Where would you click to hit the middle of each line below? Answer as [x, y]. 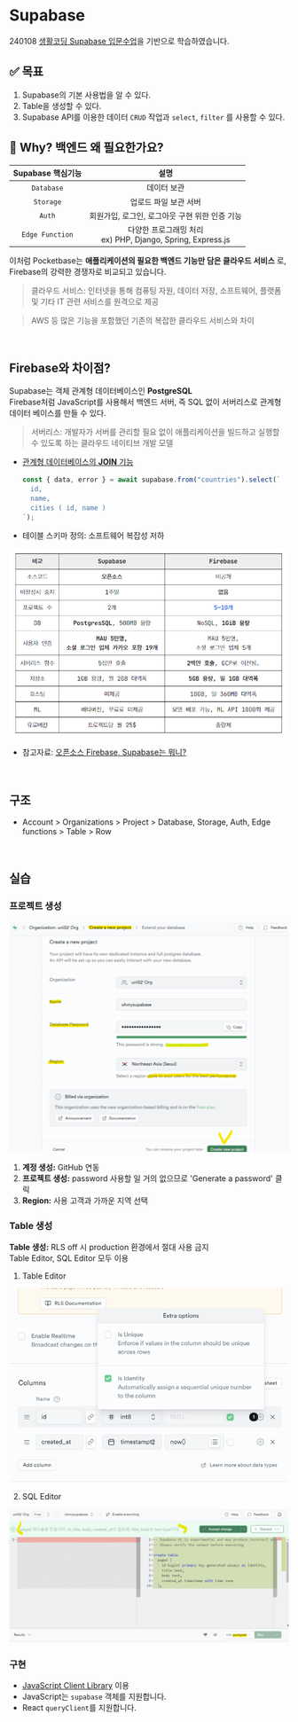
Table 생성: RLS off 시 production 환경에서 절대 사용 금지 [109, 1247]
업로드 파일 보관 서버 [165, 201]
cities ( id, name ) [68, 508]
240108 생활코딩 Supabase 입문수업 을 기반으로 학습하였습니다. [119, 41]
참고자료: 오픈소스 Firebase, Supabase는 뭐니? [104, 752]
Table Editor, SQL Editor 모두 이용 [69, 1258]
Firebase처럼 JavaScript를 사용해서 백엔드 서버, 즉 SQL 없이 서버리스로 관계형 [145, 402]
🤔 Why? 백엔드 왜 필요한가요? [86, 148]
